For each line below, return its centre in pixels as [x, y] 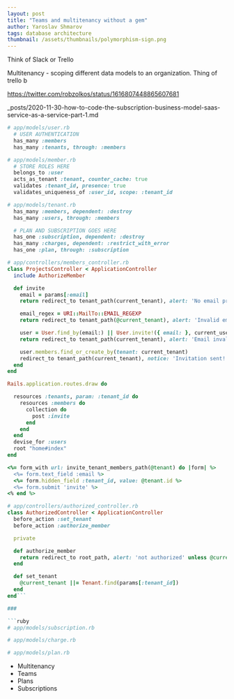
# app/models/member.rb [42, 160]
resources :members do [53, 403]
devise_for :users [40, 442]
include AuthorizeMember [49, 275]
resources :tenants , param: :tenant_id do [76, 397]
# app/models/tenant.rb [42, 205]
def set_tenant [36, 577]
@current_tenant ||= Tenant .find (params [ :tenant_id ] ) [99, 583]
